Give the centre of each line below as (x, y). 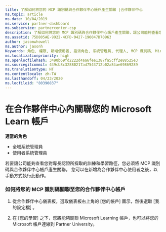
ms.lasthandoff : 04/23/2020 (34, 78)
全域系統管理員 (27, 147)
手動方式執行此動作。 (27, 175)
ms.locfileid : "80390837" (32, 83)
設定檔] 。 (27, 207)
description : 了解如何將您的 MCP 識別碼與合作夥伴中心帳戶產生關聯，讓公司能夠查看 (82, 33)
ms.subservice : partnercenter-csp (41, 28)
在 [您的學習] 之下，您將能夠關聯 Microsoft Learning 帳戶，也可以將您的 (85, 218)
